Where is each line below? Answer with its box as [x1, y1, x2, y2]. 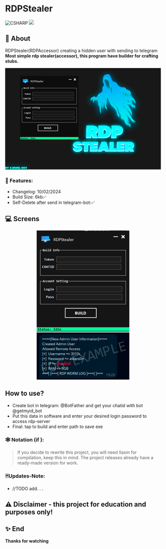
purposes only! [5, 508, 53, 516]
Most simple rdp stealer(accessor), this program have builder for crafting [5, 53, 159, 59]
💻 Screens [5, 215, 40, 223]
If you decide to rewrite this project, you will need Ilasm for [17, 449, 137, 455]
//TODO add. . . [12, 486, 43, 491]
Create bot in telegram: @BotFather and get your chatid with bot [12, 402, 143, 408]
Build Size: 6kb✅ [12, 194, 47, 200]
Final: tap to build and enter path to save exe [12, 424, 103, 429]
